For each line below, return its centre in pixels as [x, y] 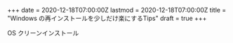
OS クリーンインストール [43, 33]
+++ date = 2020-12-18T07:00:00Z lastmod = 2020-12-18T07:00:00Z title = [117, 10]
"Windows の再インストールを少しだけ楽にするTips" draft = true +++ [107, 18]
